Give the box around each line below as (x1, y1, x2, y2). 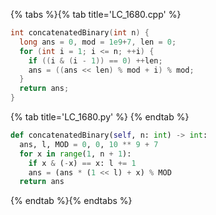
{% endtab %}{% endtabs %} (10, 195, 133, 207)
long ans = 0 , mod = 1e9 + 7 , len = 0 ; (19, 37, 177, 47)
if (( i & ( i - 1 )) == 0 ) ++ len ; (28, 55, 163, 66)
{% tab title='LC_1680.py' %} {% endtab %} (10, 111, 190, 123)
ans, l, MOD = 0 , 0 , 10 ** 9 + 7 (19, 139, 159, 149)
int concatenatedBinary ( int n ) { (10, 28, 150, 38)
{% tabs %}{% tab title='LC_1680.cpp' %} (10, 9, 182, 20)
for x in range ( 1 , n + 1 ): (19, 149, 132, 159)
